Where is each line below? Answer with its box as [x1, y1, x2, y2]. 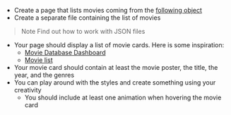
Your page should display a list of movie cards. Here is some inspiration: [13, 41, 225, 49]
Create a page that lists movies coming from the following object [13, 6, 203, 14]
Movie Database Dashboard [24, 49, 106, 56]
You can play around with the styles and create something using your [13, 78, 216, 87]
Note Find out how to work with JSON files [20, 28, 146, 35]
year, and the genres [13, 71, 75, 79]
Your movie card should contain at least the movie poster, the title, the [13, 63, 218, 71]
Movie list [24, 56, 53, 64]
